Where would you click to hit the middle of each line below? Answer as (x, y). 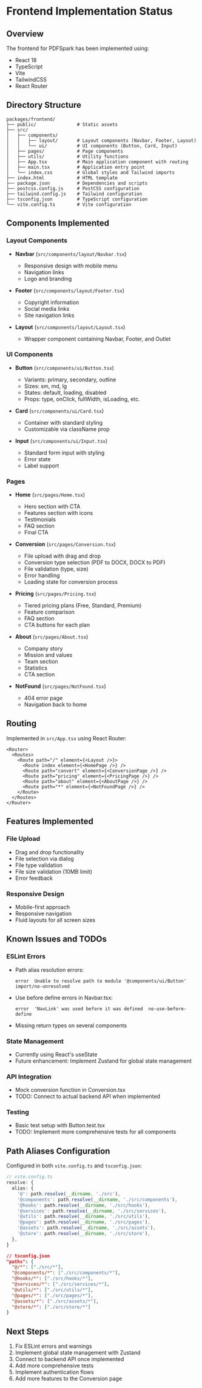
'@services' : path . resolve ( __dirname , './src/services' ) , (92, 1211)
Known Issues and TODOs (57, 939)
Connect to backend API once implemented (69, 1359)
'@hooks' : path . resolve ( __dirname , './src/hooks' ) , (84, 1205)
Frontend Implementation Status (89, 11)
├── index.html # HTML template (62, 178)
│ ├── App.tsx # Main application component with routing (97, 162)
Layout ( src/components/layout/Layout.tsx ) (70, 327)
